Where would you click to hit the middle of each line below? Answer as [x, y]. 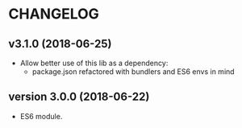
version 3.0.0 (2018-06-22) [79, 97]
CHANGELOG [54, 14]
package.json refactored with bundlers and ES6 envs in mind [134, 72]
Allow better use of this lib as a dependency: [94, 63]
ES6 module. [41, 116]
